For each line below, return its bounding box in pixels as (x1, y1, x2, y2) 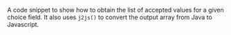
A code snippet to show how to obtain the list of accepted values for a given (7, 6, 225, 14)
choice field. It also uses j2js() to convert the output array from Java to (7, 13, 212, 21)
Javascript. (7, 21, 39, 28)
